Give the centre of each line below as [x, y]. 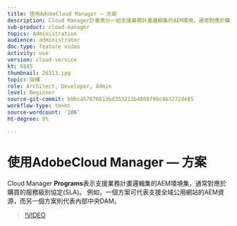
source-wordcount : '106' [44, 112]
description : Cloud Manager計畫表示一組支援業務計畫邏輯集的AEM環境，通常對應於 [116, 20]
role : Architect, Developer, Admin [60, 86]
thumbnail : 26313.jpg [39, 73]
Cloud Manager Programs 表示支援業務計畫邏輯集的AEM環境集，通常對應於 [117, 183]
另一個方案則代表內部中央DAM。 [73, 201]
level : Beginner [31, 93]
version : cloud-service [42, 60]
